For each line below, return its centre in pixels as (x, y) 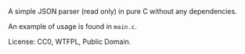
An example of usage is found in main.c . (72, 26)
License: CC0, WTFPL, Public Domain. (70, 41)
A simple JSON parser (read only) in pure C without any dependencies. (122, 11)
